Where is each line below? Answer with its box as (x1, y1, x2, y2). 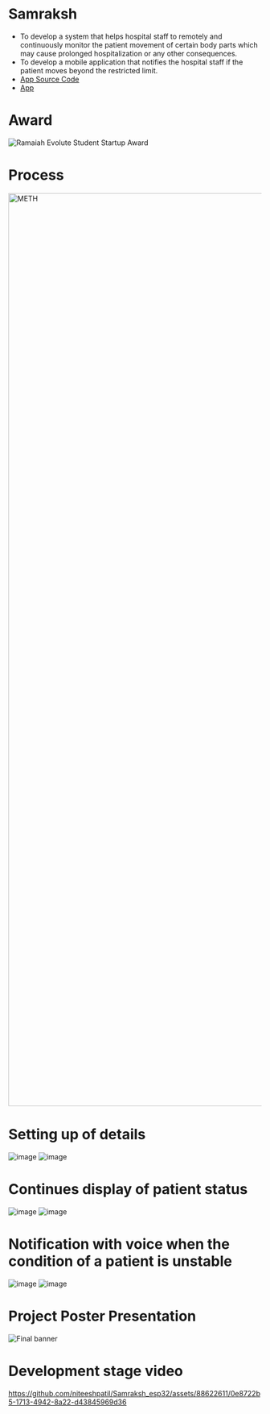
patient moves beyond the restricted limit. (19, 65, 158, 75)
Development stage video (8, 1362, 183, 1380)
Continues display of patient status (8, 1180, 248, 1198)
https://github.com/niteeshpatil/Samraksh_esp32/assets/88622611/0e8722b (8, 1388, 261, 1398)
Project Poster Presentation (8, 1307, 197, 1325)
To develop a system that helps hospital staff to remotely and (19, 31, 223, 41)
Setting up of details (8, 1126, 146, 1143)
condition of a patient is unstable (8, 1252, 233, 1270)
